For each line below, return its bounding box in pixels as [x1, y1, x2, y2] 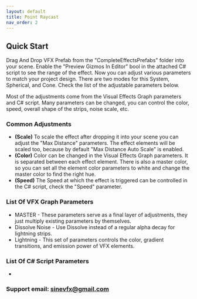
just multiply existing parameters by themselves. [14, 218, 132, 225]
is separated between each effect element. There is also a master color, [14, 158, 188, 165]
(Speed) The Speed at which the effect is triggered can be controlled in [14, 177, 188, 184]
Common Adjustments [6, 120, 72, 128]
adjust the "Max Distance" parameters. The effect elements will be [14, 140, 175, 147]
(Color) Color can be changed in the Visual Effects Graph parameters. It [14, 152, 188, 159]
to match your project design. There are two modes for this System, [6, 76, 170, 83]
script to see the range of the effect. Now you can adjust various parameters [6, 69, 191, 76]
